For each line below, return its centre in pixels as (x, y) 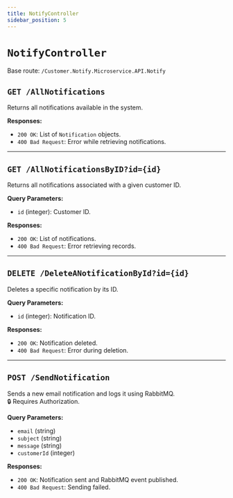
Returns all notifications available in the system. (75, 107)
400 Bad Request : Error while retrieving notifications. (92, 142)
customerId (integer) (46, 453)
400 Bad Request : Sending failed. (64, 487)
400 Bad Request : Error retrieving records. (77, 246)
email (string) (36, 431)
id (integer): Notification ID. (56, 316)
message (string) (40, 445)
